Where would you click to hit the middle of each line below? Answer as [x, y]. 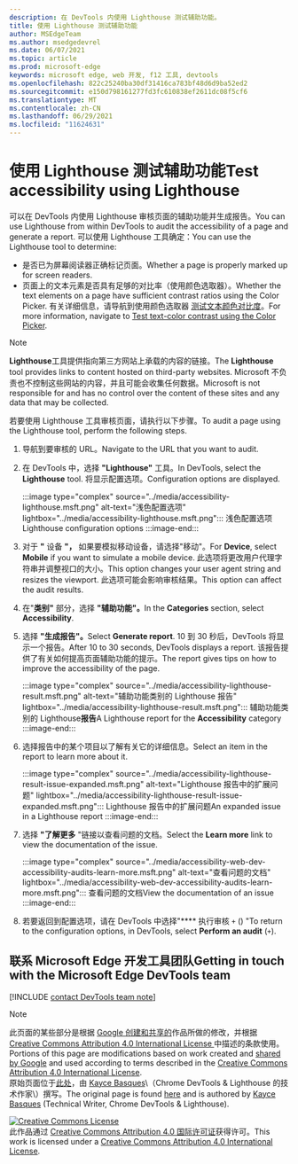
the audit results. [53, 590]
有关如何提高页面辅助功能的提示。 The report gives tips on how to [157, 658]
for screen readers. [57, 275]
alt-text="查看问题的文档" [224, 872]
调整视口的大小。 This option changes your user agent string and [164, 568]
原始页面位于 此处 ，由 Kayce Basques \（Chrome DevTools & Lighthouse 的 [145, 1082]
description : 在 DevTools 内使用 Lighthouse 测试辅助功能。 [115, 17]
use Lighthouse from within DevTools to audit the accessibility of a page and [149, 226]
